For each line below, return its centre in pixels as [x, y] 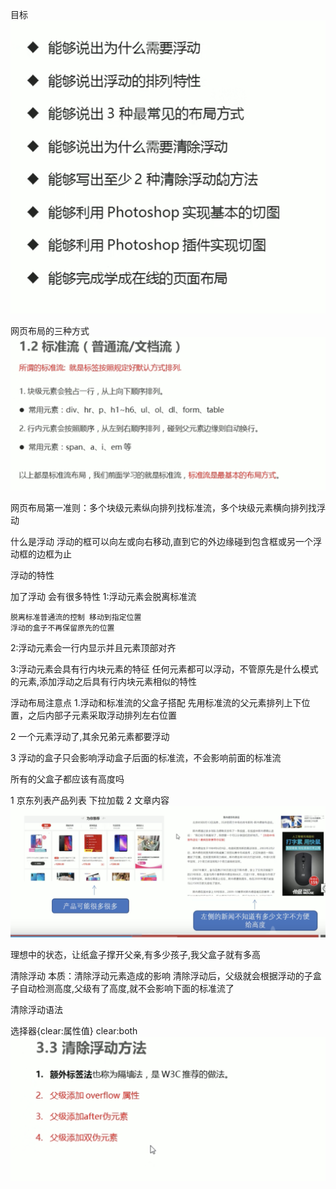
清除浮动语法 [36, 1009]
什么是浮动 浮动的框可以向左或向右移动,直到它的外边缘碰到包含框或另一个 [161, 541]
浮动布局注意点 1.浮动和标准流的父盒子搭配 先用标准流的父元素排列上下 [156, 702]
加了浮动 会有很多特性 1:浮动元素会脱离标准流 [103, 596]
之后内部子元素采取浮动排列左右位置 [102, 715]
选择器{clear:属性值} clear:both [74, 1030]
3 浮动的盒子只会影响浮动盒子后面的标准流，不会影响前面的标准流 [146, 757]
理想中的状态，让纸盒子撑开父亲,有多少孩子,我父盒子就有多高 [136, 954]
